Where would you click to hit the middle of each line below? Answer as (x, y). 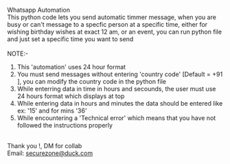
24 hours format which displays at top (71, 96)
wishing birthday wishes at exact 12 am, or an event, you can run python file (114, 32)
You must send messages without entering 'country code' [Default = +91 (120, 74)
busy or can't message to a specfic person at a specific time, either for (107, 24)
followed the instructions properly (65, 125)
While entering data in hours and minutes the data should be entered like (120, 103)
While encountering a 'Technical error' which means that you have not (116, 118)
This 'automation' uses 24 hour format (71, 67)
